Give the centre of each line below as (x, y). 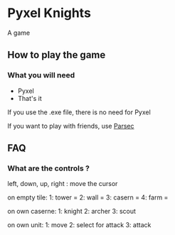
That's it (30, 98)
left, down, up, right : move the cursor (63, 184)
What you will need (41, 75)
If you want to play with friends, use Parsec (71, 126)
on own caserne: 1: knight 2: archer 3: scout (72, 212)
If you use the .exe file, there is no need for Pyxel (79, 112)
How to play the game (57, 55)
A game (19, 33)
